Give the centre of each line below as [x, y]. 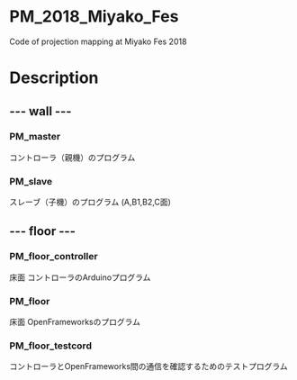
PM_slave [31, 181]
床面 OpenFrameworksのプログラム [75, 322]
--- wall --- [40, 111]
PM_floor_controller [54, 257]
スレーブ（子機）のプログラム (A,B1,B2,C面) [90, 202]
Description [54, 78]
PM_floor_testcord [51, 346]
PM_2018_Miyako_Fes [94, 17]
